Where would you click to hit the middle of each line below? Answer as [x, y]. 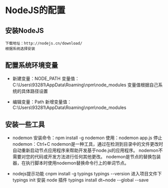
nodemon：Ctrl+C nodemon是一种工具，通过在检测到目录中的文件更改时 [88, 144]
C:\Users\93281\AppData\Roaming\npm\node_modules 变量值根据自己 [85, 85]
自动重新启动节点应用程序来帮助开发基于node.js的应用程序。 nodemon [86, 150]
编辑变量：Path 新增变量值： [42, 102]
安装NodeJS [25, 30]
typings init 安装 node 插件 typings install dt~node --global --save [80, 180]
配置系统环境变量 [32, 65]
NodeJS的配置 [35, 10]
